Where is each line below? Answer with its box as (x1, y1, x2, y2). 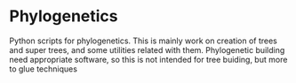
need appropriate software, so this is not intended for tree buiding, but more (9, 54, 288, 64)
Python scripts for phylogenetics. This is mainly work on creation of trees (9, 35, 277, 46)
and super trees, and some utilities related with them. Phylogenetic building (9, 44, 285, 55)
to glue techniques (9, 64, 78, 74)
